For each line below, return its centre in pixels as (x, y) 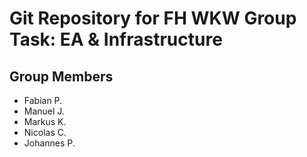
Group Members (61, 76)
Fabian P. (43, 100)
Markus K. (45, 121)
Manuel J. (44, 111)
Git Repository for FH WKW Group (153, 18)
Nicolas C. (45, 132)
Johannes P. (49, 143)
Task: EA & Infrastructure (116, 39)
